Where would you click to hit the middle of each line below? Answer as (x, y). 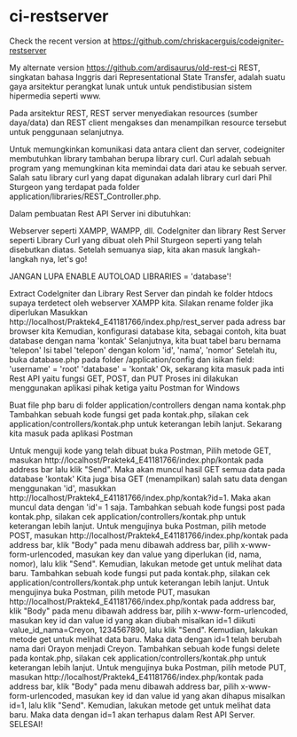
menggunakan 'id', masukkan (63, 488)
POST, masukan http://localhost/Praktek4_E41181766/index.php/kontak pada (149, 535)
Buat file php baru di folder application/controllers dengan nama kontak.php (148, 405)
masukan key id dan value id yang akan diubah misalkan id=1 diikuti (132, 620)
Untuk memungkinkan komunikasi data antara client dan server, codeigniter (147, 149)
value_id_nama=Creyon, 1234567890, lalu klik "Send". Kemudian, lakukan (143, 630)
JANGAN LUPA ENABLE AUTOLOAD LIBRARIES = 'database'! (121, 276)
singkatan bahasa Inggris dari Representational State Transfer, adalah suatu (147, 76)
